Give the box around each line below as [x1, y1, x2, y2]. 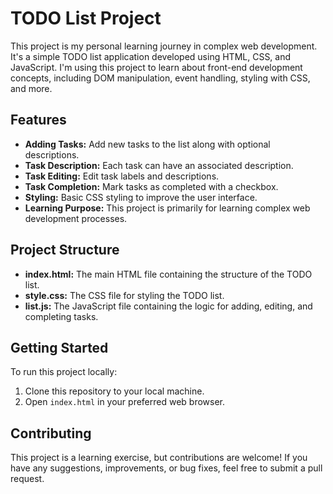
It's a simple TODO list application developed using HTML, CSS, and [10, 50, 292, 62]
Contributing [10, 425, 92, 442]
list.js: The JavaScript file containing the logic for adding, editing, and [24, 300, 313, 312]
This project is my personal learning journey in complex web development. [10, 40, 318, 52]
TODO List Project [10, 7, 162, 30]
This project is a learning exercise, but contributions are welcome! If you [10, 452, 308, 464]
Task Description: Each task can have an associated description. [24, 159, 294, 171]
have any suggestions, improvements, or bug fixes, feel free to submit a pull [10, 462, 323, 474]
